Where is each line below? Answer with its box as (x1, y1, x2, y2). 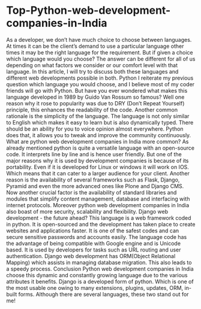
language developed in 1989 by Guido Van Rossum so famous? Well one (6, 93, 185, 101)
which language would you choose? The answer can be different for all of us (6, 55, 196, 62)
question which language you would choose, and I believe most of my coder (6, 80, 195, 87)
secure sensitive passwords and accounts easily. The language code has (6, 233, 187, 240)
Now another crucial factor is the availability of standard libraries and (6, 189, 177, 196)
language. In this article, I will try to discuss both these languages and (6, 68, 179, 75)
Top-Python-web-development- (6, 4, 171, 17)
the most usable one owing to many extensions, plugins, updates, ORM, (6, 284, 184, 291)
